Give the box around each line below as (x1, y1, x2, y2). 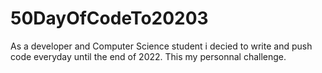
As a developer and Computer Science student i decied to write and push (10, 40, 313, 52)
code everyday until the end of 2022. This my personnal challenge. (10, 50, 287, 62)
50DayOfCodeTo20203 (10, 7, 209, 30)
